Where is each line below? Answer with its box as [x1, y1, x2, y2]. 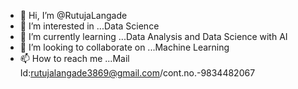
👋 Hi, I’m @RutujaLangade [19, 10, 128, 21]
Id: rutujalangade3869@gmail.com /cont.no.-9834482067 [19, 67, 256, 79]
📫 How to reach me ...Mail [19, 53, 130, 64]
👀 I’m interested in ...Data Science [19, 20, 160, 32]
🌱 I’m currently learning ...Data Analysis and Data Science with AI [19, 31, 288, 42]
